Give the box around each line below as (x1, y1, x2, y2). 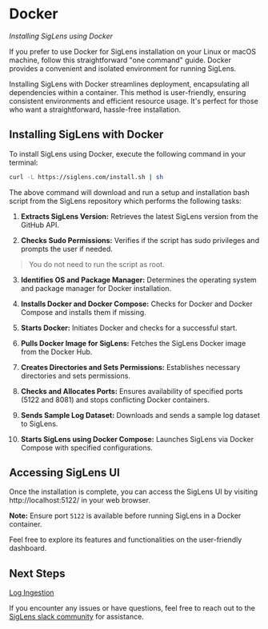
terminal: (9, 157, 38, 167)
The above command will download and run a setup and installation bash (9, 187, 250, 197)
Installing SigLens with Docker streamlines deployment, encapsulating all (9, 79, 250, 89)
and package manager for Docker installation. (20, 283, 171, 293)
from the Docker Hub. (20, 347, 93, 356)
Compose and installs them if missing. (20, 307, 146, 316)
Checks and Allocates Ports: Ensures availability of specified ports (20, 386, 243, 396)
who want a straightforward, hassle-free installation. (9, 105, 182, 114)
